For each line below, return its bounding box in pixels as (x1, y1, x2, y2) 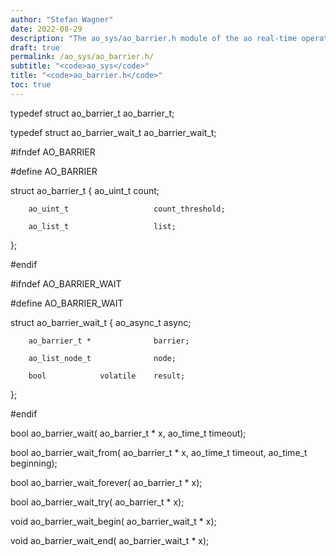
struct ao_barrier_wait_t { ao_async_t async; (10, 316, 192, 328)
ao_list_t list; (28, 221, 177, 231)
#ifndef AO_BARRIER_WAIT (10, 277, 122, 290)
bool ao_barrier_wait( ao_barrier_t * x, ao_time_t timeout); (10, 427, 247, 439)
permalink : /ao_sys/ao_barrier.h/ (10, 52, 155, 62)
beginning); (10, 457, 58, 469)
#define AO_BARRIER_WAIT (10, 297, 124, 309)
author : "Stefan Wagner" (10, 14, 114, 25)
